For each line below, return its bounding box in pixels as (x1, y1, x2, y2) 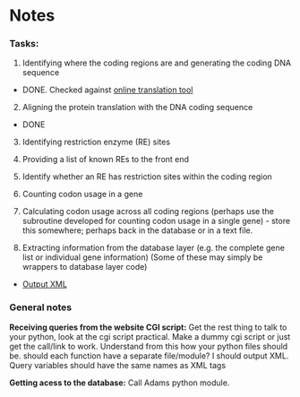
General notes (9, 301, 73, 314)
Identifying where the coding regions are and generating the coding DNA (21, 57, 292, 68)
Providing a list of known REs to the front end (21, 154, 190, 165)
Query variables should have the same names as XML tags (9, 359, 227, 370)
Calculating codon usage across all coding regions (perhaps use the (21, 206, 275, 217)
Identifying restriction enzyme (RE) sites (21, 136, 171, 148)
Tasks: (9, 38, 39, 50)
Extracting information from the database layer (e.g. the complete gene (21, 243, 285, 254)
